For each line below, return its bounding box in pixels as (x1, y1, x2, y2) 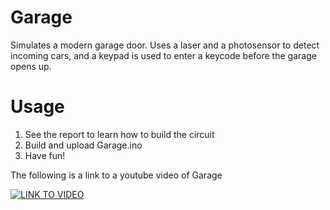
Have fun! (24, 149, 66, 161)
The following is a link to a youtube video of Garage (10, 169, 223, 181)
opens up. (10, 60, 52, 72)
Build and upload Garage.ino (24, 139, 143, 151)
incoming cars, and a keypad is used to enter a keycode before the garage (10, 49, 317, 61)
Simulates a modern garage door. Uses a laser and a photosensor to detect (10, 39, 320, 51)
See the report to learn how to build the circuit (24, 128, 215, 140)
